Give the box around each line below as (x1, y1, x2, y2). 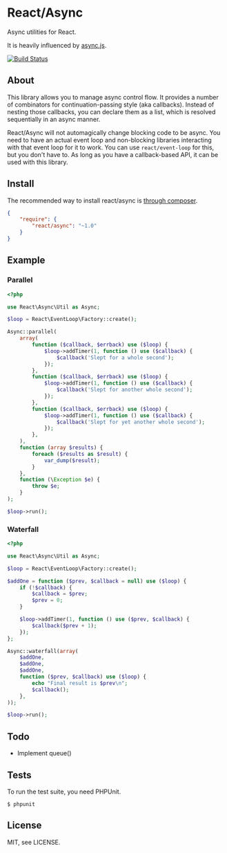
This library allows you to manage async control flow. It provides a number (7, 93, 219, 101)
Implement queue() (17, 749, 72, 758)
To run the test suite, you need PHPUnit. (7, 787, 121, 796)
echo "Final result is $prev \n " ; (32, 679, 128, 686)
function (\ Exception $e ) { (19, 476, 100, 484)
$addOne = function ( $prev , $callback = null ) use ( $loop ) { (7, 578, 187, 585)
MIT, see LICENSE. (7, 838, 61, 846)
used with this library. (7, 158, 68, 166)
